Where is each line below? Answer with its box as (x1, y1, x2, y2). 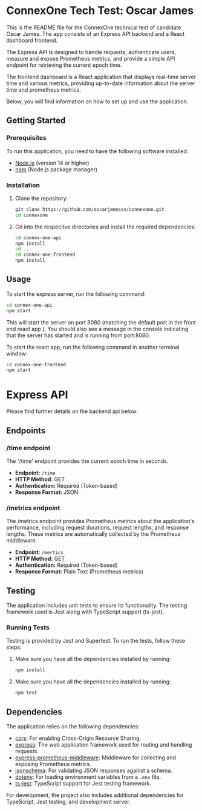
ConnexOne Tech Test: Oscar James (6, 4, 194, 18)
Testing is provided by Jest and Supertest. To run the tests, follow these (6, 637, 186, 645)
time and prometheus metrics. (6, 86, 82, 93)
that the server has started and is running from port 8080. (6, 332, 151, 339)
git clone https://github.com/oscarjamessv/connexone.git (15, 206, 165, 213)
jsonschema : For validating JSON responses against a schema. (15, 767, 172, 774)
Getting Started (6, 115, 66, 126)
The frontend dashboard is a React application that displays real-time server (6, 73, 197, 80)
